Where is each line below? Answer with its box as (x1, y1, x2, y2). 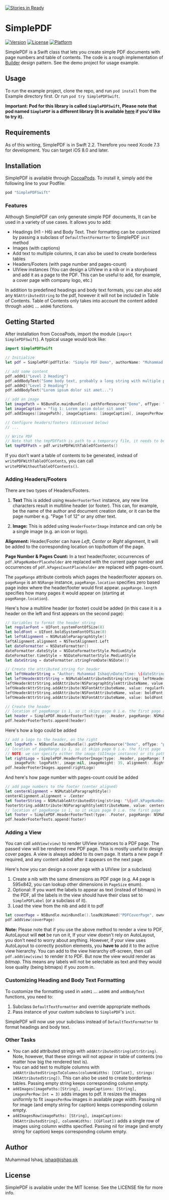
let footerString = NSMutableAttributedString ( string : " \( (5, 798, 132, 803)
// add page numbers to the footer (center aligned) (5, 784, 118, 789)
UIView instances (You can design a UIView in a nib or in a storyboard (12, 266, 157, 272)
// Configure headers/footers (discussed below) (5, 420, 109, 425)
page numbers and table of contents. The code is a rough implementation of (5, 54, 163, 60)
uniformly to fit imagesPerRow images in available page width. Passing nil (12, 1096, 161, 1102)
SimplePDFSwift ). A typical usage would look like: (5, 336, 107, 342)
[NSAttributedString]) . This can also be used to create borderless (12, 1075, 151, 1081)
